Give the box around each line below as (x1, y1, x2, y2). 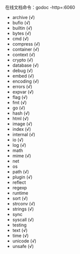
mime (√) (12, 153, 31, 159)
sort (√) (12, 195, 28, 201)
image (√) (12, 121, 33, 127)
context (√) (12, 52, 36, 58)
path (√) (12, 169, 29, 174)
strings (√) (12, 206, 34, 212)
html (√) (12, 116, 29, 121)
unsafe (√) (12, 243, 34, 249)
